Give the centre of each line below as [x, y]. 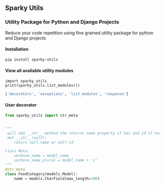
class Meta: [17, 151]
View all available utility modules [39, 71]
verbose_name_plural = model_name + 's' [56, 160]
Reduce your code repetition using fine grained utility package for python [79, 33]
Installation [17, 49]
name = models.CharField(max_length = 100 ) [57, 179]
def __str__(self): [27, 138]
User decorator [21, 105]
